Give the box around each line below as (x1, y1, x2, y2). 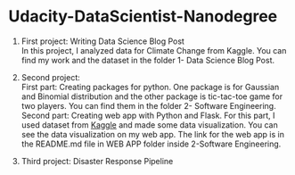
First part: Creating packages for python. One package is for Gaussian (20, 81, 280, 92)
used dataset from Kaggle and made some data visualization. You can (20, 119, 278, 130)
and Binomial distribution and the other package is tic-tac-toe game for (20, 91, 283, 102)
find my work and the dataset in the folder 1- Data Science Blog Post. (20, 54, 275, 65)
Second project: (20, 71, 81, 82)
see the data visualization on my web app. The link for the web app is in (20, 129, 284, 139)
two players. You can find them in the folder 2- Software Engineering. (20, 100, 277, 111)
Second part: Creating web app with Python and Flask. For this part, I (20, 110, 275, 121)
